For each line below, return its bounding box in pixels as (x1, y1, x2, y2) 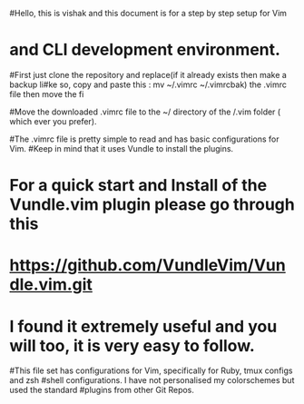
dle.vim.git (9, 274, 93, 295)
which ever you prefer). (9, 115, 97, 126)
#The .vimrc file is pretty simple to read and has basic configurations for (9, 133, 279, 144)
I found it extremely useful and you (9, 316, 278, 337)
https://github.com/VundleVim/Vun (9, 255, 286, 276)
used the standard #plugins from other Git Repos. (9, 385, 195, 396)
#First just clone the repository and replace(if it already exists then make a (9, 69, 288, 80)
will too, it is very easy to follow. (9, 335, 256, 356)
